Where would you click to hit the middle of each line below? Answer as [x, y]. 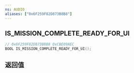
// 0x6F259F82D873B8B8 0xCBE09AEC [40, 44]
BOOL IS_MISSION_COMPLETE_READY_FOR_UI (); [48, 49]
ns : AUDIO [15, 9]
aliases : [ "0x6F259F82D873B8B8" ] [39, 14]
